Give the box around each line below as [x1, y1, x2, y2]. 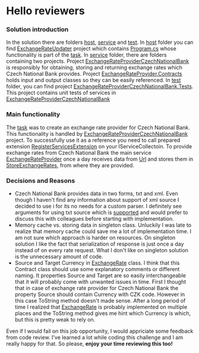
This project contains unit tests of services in [6, 89, 116, 96]
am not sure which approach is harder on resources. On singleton [14, 234, 176, 241]
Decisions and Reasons [6, 176, 75, 185]
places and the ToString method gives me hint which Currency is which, [14, 310, 191, 317]
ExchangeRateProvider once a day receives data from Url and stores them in [6, 155, 194, 163]
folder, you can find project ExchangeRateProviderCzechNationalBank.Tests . [6, 83, 194, 90]
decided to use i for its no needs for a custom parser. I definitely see [14, 203, 182, 210]
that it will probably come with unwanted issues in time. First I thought [14, 278, 186, 285]
